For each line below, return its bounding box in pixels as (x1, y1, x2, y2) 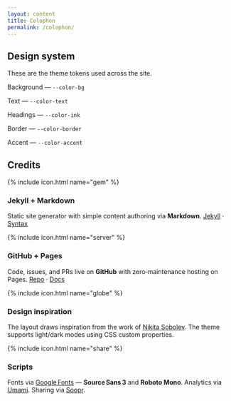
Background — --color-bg (7, 83, 85, 91)
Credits (7, 158, 41, 171)
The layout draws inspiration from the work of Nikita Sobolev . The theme (7, 323, 220, 331)
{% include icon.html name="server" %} (7, 233, 126, 242)
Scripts (7, 362, 33, 372)
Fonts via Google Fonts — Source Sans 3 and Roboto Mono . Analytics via (7, 378, 222, 387)
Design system (7, 50, 75, 62)
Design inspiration (7, 306, 72, 316)
